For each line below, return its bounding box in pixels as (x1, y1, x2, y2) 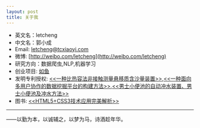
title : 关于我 (6, 14, 39, 20)
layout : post (6, 8, 39, 15)
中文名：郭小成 (14, 39, 52, 46)
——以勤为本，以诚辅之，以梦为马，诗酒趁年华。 (6, 115, 126, 123)
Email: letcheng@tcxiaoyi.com (14, 45, 89, 52)
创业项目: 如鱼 (14, 67, 49, 74)
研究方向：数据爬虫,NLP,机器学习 (14, 60, 96, 67)
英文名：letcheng (14, 31, 58, 39)
